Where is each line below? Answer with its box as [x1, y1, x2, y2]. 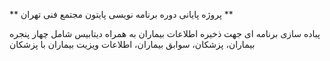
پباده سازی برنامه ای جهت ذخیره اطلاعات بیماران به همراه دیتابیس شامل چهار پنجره [9, 28, 321, 39]
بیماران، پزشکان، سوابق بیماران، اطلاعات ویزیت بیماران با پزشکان [9, 39, 256, 50]
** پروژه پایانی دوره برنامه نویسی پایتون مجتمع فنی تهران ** [9, 9, 234, 20]
